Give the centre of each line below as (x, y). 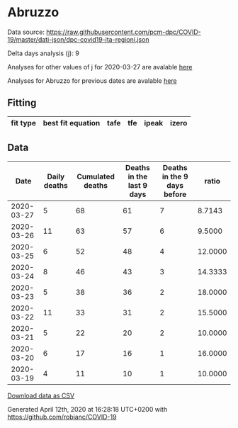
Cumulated (96, 176)
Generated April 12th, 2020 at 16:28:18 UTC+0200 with (87, 409)
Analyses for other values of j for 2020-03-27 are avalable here (100, 67)
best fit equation (72, 123)
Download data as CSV (41, 395)
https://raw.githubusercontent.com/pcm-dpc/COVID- (124, 32)
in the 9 (175, 176)
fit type (24, 123)
